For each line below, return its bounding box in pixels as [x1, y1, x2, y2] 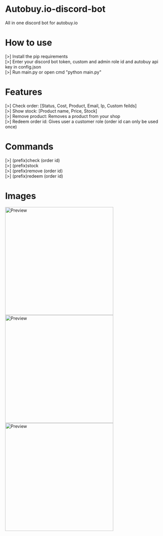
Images [5, 190, 36, 201]
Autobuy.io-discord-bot [5, 3, 106, 15]
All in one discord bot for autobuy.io [5, 20, 78, 26]
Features [5, 86, 42, 98]
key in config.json [5, 64, 41, 70]
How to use [5, 37, 52, 48]
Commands [5, 141, 54, 152]
